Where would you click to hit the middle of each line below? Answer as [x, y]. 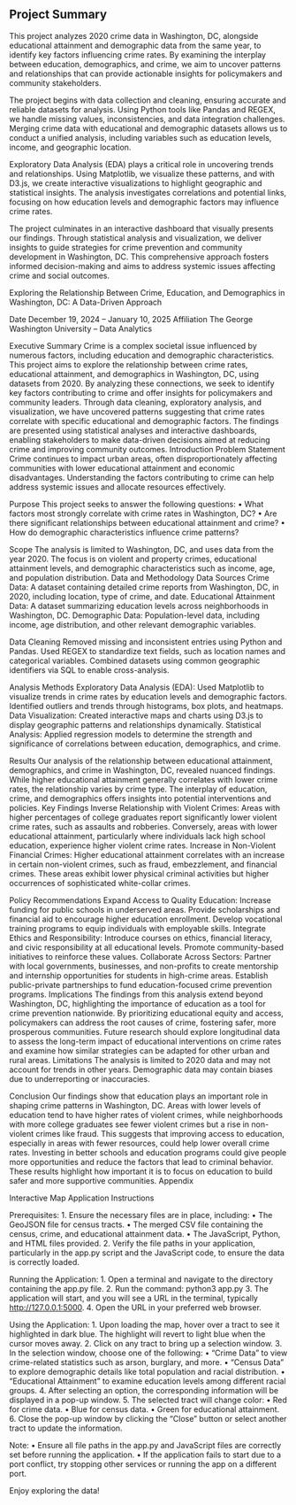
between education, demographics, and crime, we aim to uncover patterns [145, 64]
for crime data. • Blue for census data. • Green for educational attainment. [144, 1409]
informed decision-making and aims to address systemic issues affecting [142, 266]
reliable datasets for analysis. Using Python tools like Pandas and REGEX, [143, 109]
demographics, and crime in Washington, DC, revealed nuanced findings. [142, 770]
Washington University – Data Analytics [81, 328]
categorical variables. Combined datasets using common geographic [135, 660]
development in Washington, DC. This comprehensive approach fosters [139, 257]
